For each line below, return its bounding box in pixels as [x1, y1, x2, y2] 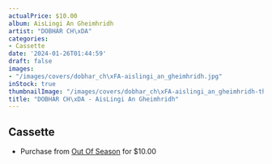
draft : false [8, 58, 53, 66]
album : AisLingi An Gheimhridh [8, 19, 114, 28]
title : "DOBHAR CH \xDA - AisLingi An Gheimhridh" [8, 95, 180, 103]
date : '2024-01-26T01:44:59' [8, 50, 107, 58]
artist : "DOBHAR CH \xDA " [8, 27, 92, 35]
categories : [8, 34, 49, 43]
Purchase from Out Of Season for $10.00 [19, 147, 156, 157]
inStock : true [8, 80, 57, 88]
